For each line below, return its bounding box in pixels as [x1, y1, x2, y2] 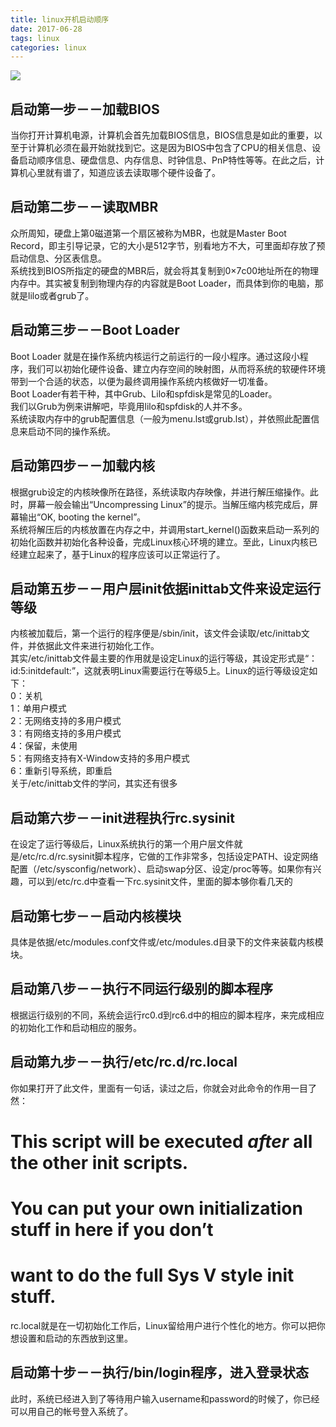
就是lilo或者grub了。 [10, 289, 95, 301]
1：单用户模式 [10, 702, 67, 715]
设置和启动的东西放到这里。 [18, 1332, 133, 1344]
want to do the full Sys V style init [10, 1264, 295, 1287]
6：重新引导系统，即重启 [10, 765, 113, 777]
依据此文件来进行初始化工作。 [36, 640, 160, 652]
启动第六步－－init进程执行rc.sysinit [10, 809, 235, 826]
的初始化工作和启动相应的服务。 [10, 1021, 142, 1033]
